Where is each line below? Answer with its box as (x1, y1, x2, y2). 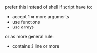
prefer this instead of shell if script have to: (5, 4, 93, 10)
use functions (12, 19, 40, 25)
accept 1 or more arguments (12, 14, 70, 19)
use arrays (12, 24, 34, 30)
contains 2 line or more (12, 43, 60, 49)
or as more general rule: (5, 34, 54, 39)
